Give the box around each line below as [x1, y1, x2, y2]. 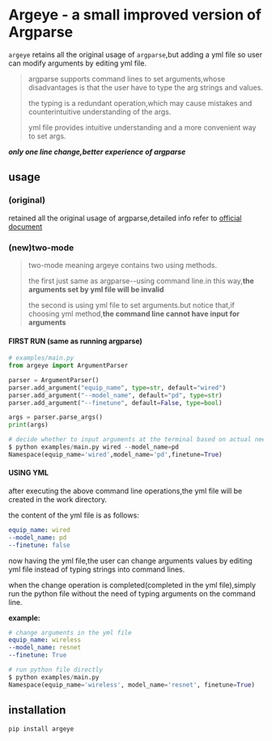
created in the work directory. [8, 494, 108, 504]
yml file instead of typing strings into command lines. [8, 564, 185, 574]
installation [8, 703, 66, 718]
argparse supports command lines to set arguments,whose [28, 74, 226, 83]
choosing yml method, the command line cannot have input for [28, 309, 240, 318]
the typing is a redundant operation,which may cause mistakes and [28, 98, 253, 108]
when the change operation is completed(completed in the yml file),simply [8, 580, 257, 590]
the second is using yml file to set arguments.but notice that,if [28, 300, 235, 309]
